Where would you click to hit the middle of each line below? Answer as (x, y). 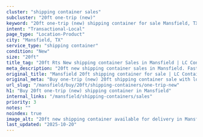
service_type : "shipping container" (52, 46)
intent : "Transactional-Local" (46, 29)
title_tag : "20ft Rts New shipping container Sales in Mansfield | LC (97, 62)
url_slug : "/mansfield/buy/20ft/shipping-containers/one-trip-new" (93, 85)
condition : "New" (28, 52)
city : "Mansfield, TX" (35, 40)
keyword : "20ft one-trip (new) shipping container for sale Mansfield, (98, 23)
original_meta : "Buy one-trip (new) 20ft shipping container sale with (98, 79)
